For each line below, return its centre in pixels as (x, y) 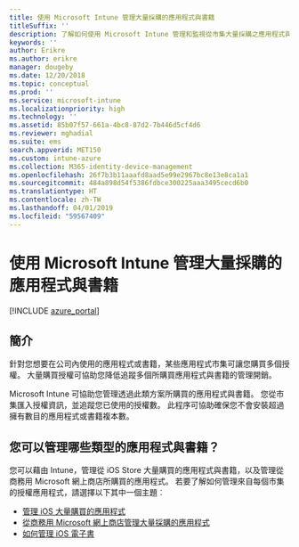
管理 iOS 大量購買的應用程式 (74, 511)
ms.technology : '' (43, 117)
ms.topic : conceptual (49, 84)
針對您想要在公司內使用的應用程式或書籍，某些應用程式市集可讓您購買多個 (145, 364)
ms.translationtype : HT (53, 192)
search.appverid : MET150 (55, 150)
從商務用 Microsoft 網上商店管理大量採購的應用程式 (116, 523)
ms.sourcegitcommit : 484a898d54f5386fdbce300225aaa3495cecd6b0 (129, 184)
